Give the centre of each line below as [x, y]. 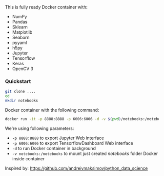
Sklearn [20, 27]
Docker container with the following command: [52, 110]
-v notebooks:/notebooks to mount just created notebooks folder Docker [85, 153]
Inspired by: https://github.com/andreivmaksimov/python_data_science [76, 168]
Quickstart [18, 81]
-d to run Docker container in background [54, 148]
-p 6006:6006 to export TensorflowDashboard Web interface [72, 143]
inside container [28, 158]
